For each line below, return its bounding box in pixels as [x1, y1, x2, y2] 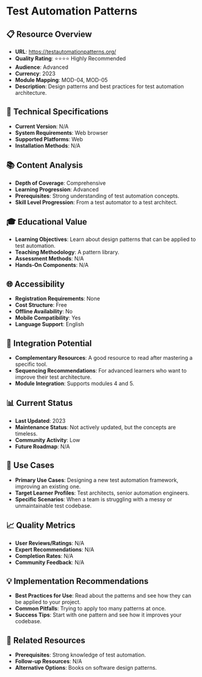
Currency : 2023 [14, 70, 56, 77]
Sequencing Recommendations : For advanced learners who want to [14, 367, 187, 374]
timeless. [14, 430, 38, 437]
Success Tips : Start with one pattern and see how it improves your [14, 611, 182, 618]
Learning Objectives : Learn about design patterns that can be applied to [14, 236, 196, 243]
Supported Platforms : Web [14, 135, 83, 143]
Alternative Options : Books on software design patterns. [14, 664, 157, 672]
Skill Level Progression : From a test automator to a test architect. [14, 198, 178, 206]
